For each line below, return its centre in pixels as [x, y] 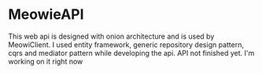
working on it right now [46, 61]
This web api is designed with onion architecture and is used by [111, 36]
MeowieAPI [46, 15]
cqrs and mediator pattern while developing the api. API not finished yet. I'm [131, 53]
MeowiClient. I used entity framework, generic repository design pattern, [126, 44]
